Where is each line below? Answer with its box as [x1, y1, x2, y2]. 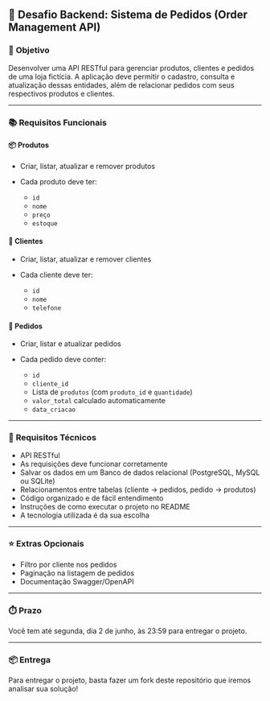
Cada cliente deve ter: [19, 270, 94, 280]
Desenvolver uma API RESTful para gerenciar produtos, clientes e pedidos [8, 63, 255, 72]
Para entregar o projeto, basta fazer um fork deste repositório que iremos [8, 675, 252, 685]
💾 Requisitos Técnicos [8, 432, 96, 443]
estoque [31, 219, 58, 228]
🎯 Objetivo [8, 45, 50, 56]
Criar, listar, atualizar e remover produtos [19, 161, 155, 171]
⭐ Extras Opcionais [8, 538, 84, 550]
